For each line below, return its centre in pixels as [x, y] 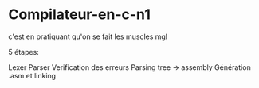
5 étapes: [24, 52]
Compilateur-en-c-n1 [80, 15]
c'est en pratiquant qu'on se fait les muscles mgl [88, 36]
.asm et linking [32, 75]
